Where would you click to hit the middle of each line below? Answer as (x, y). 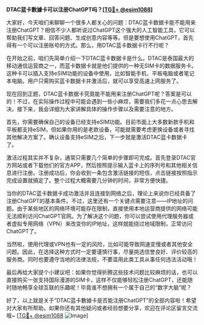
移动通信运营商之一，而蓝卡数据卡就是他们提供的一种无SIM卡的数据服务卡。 (102, 66)
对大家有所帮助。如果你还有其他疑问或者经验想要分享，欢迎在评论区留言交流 (102, 308)
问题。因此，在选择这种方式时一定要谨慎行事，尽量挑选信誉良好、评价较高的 (102, 252)
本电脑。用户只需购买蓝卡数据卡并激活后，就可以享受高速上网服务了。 (94, 81)
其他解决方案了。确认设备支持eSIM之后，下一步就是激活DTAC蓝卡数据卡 (97, 137)
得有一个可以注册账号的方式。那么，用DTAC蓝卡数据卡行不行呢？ (88, 45)
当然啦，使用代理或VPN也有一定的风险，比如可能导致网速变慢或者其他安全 (100, 244)
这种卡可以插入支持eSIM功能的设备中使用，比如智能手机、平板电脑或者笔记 (100, 73)
